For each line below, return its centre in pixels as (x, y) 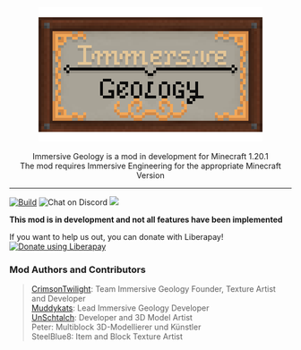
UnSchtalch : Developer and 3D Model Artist (112, 318)
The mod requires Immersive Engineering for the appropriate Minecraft (150, 166)
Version (150, 175)
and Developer (58, 299)
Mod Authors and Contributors (77, 269)
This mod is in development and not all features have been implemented (146, 219)
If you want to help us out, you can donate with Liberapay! (116, 237)
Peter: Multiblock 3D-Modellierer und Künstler (116, 327)
